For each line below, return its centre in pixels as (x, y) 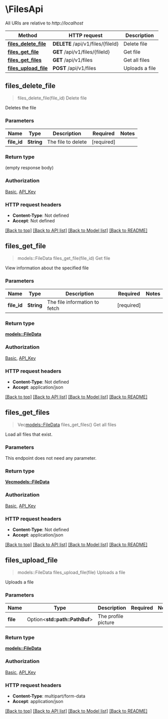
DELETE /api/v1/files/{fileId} (85, 43)
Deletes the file (21, 107)
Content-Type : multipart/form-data (49, 696)
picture (106, 623)
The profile (110, 617)
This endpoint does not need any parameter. (51, 458)
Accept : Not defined (33, 220)
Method (28, 35)
